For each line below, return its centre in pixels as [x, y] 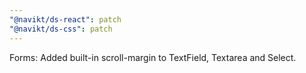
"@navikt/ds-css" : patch [61, 29]
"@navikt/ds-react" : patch [65, 19]
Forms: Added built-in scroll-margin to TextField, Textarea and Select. [153, 57]
